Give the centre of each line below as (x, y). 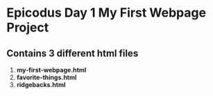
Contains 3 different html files (73, 53)
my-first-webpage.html (51, 70)
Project (28, 27)
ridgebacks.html (41, 85)
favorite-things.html (46, 77)
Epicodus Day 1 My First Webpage (106, 13)
